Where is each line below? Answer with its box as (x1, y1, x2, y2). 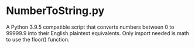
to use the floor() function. (6, 36, 70, 43)
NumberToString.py (6, 4, 105, 18)
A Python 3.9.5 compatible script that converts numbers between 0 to (6, 23, 175, 30)
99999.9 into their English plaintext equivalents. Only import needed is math (6, 29, 189, 36)
